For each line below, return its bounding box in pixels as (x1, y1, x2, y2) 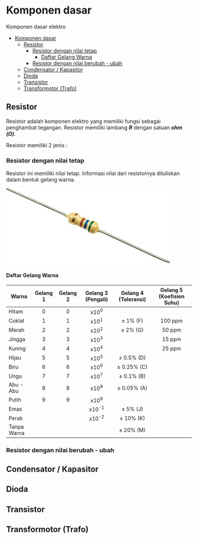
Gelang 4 (120, 290, 144, 297)
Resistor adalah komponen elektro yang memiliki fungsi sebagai (6, 118, 161, 125)
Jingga (8, 336, 25, 343)
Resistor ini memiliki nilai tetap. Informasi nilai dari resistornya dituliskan (6, 170, 180, 177)
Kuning (8, 345, 26, 352)
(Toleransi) (118, 296, 146, 303)
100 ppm (160, 317, 183, 324)
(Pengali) (85, 296, 108, 303)
